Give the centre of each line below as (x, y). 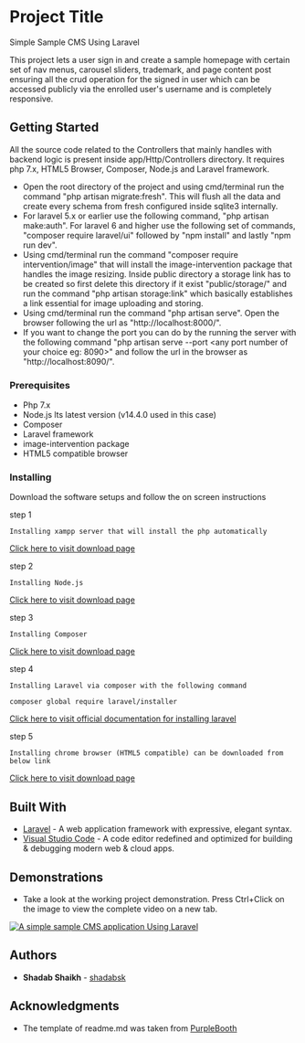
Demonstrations (56, 877)
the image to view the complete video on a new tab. (120, 909)
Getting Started (54, 128)
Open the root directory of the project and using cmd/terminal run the (153, 186)
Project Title (57, 17)
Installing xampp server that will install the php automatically (138, 532)
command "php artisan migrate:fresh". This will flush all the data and (152, 196)
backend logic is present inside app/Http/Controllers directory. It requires (147, 159)
